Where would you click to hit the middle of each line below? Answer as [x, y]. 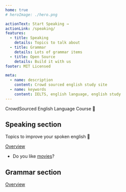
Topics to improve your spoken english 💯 [48, 137]
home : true [17, 10]
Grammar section [33, 172]
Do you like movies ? [33, 156]
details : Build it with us [43, 61]
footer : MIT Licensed [28, 66]
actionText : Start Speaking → [37, 24]
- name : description [31, 80]
